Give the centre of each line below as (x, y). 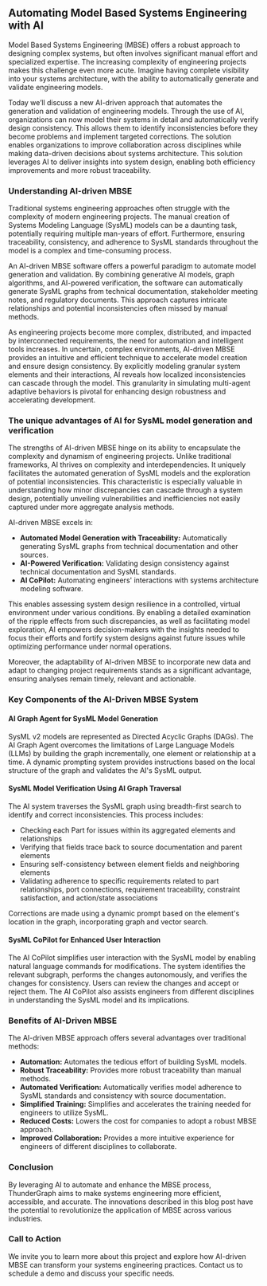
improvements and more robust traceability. (79, 170)
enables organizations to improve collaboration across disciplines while (125, 145)
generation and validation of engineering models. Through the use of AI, (126, 111)
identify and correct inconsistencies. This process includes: (106, 814)
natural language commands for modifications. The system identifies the (127, 966)
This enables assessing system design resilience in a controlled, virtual (124, 604)
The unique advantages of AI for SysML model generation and (130, 421)
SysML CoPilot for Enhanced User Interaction (85, 940)
